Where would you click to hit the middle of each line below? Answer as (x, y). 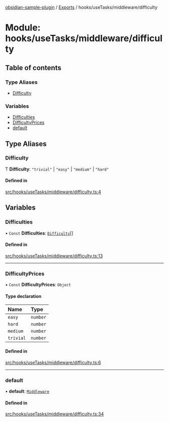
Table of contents (33, 68)
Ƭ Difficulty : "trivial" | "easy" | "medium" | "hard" (57, 169)
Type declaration (23, 296)
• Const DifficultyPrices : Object (38, 285)
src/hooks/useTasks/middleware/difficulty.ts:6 (53, 362)
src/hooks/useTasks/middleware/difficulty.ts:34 (55, 414)
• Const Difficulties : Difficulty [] (39, 233)
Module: (23, 28)
